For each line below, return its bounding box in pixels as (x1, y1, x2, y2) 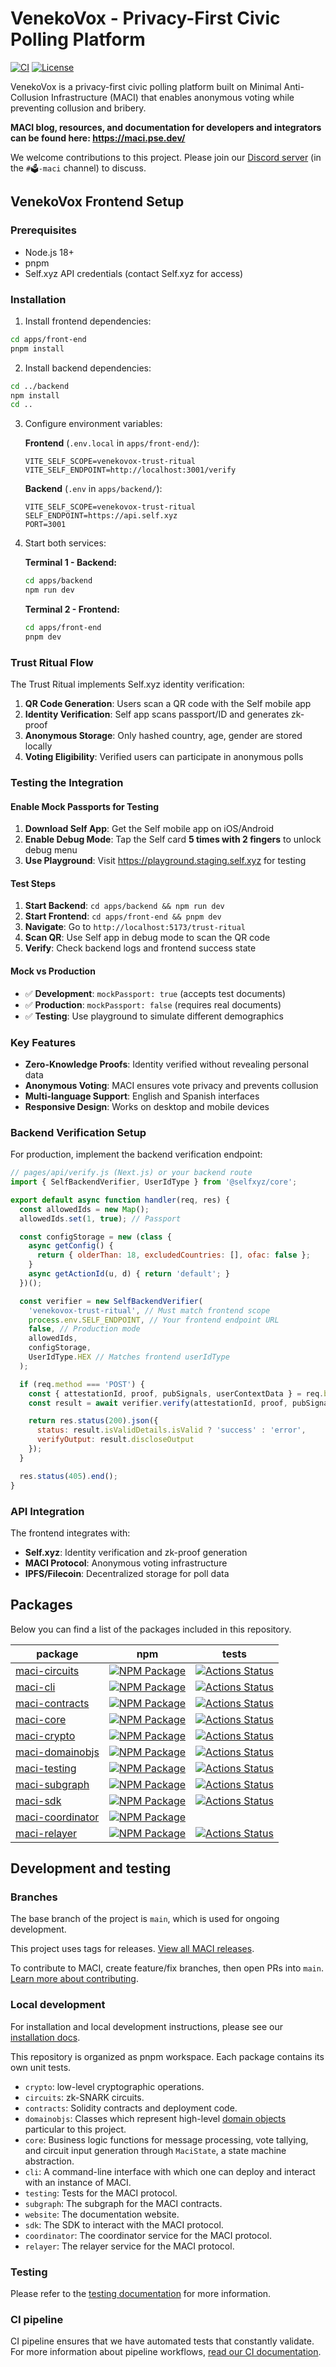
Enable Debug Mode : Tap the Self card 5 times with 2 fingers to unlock (24, 833, 322, 846)
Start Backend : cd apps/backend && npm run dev (24, 900, 225, 912)
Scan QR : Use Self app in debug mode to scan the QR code (24, 932, 271, 944)
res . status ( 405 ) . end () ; (19, 1471, 118, 1481)
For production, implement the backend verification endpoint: (10, 1148, 263, 1161)
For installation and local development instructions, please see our (10, 2020, 284, 2032)
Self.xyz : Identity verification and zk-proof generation (24, 1546, 248, 1558)
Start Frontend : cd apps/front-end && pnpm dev (24, 910, 222, 922)
